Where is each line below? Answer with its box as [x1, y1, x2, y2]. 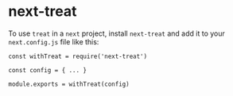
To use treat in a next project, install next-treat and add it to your [8, 29, 225, 38]
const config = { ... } [8, 66, 87, 74]
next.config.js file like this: [8, 36, 99, 46]
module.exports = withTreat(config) [8, 80, 130, 88]
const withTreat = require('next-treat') [8, 52, 148, 60]
